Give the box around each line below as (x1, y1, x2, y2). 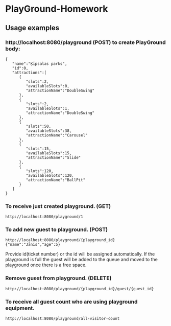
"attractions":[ (12, 70, 47, 75)
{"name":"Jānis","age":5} (5, 242, 60, 247)
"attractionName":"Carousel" (26, 132, 88, 138)
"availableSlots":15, (26, 150, 72, 156)
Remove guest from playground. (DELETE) (5, 274, 112, 282)
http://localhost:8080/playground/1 (5, 214, 83, 220)
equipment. (5, 305, 35, 312)
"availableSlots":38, (26, 128, 72, 133)
